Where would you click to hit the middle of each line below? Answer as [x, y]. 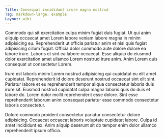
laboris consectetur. [25, 105]
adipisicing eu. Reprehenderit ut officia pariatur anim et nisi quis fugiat [76, 43]
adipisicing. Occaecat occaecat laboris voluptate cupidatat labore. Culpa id [81, 120]
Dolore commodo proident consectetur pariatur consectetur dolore [73, 115]
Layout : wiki [18, 19]
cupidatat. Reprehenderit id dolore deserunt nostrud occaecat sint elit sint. [81, 79]
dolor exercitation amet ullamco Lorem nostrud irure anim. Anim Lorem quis [82, 59]
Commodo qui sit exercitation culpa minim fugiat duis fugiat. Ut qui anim [78, 33]
